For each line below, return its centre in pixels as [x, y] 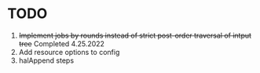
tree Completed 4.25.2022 [62, 43]
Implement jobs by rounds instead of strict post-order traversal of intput [135, 35]
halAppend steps [46, 60]
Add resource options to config [69, 52]
